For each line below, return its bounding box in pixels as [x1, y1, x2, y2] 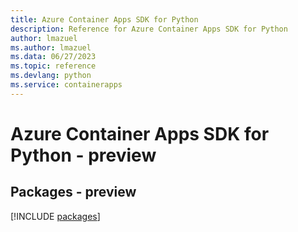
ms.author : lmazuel [10, 42, 92, 53]
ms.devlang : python [10, 71, 92, 81]
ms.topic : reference [10, 61, 97, 71]
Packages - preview [10, 184, 137, 201]
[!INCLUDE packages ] [10, 210, 101, 222]
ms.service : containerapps [10, 80, 123, 90]
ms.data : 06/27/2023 [10, 52, 97, 62]
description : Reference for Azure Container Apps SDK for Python [10, 24, 288, 34]
